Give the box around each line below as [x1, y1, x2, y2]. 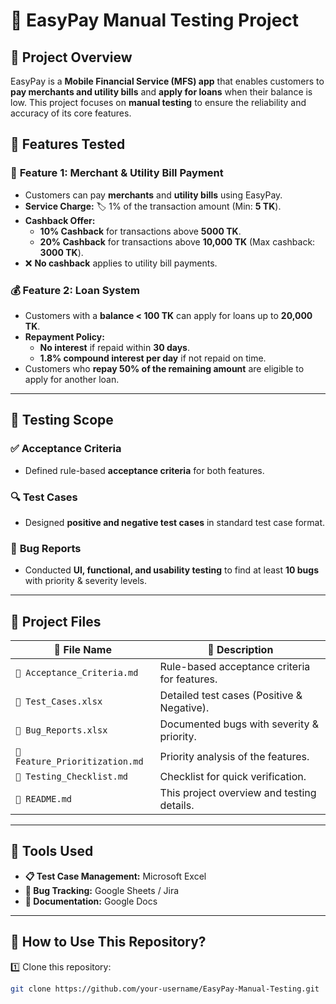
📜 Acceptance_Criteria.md [15, 667, 139, 679]
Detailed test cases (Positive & [159, 689, 303, 703]
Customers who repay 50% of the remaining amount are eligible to [24, 362, 305, 374]
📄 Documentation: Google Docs [24, 895, 158, 907]
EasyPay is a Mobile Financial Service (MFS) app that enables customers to [10, 75, 325, 87]
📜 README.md [15, 794, 73, 805]
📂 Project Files [10, 613, 102, 630]
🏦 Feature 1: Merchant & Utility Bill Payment [10, 166, 224, 180]
